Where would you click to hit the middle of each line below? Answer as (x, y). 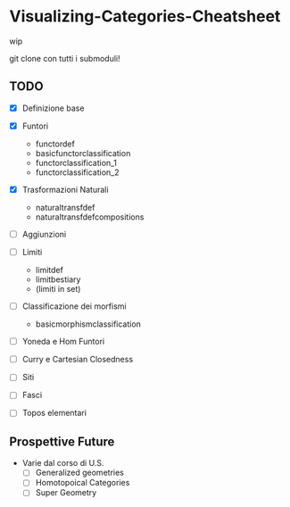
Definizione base (53, 108)
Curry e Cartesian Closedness (78, 360)
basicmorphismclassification (88, 324)
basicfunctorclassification (83, 153)
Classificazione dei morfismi (74, 306)
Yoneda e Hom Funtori (63, 342)
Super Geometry (66, 493)
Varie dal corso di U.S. (63, 463)
